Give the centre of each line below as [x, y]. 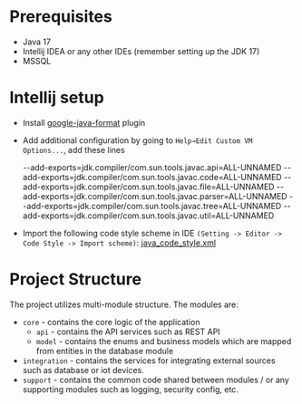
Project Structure [76, 279]
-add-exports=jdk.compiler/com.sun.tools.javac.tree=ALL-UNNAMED [152, 206]
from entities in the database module [105, 351]
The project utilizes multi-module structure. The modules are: [124, 304]
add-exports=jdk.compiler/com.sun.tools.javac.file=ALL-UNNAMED [148, 187]
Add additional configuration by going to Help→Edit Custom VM [137, 140]
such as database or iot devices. [83, 370]
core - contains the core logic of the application [111, 322]
